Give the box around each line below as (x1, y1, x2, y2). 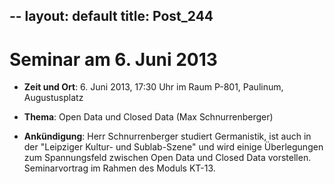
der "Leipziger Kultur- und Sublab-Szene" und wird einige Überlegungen (23, 141, 324, 153)
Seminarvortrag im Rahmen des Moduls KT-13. (23, 162, 216, 174)
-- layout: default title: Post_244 (9, 8, 214, 25)
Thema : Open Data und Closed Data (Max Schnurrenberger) (23, 111, 274, 123)
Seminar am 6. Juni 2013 (9, 48, 218, 71)
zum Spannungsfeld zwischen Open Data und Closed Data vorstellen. (23, 152, 312, 164)
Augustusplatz (23, 92, 84, 104)
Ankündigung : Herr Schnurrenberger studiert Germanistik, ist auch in (23, 130, 312, 143)
